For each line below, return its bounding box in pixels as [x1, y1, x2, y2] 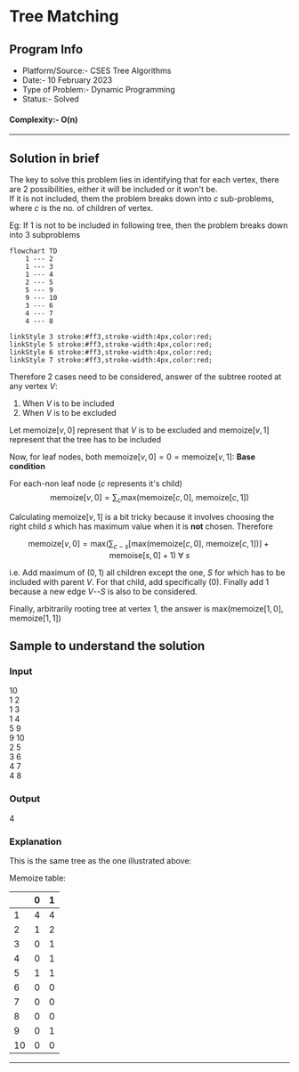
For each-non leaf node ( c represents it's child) [9, 478, 182, 489]
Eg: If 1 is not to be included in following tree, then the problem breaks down [9, 220, 288, 231]
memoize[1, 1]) [9, 613, 62, 623]
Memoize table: [9, 873, 67, 883]
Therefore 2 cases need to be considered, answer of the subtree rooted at [9, 371, 282, 382]
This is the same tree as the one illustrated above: [9, 855, 192, 865]
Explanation [9, 835, 62, 848]
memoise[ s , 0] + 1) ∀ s [109, 549, 190, 560]
